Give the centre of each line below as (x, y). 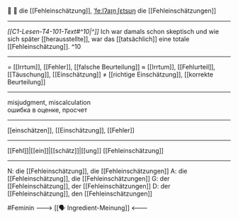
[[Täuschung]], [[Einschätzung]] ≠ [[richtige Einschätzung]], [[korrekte (110, 74)
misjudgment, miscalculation (49, 102)
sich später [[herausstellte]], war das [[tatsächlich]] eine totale (98, 39)
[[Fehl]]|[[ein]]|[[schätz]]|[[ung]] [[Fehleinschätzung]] (86, 151)
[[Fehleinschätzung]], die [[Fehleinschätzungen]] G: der (89, 179)
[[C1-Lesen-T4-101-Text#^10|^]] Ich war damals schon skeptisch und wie (113, 32)
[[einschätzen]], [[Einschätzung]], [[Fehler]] (71, 130)
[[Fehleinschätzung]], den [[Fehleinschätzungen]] (80, 193)
